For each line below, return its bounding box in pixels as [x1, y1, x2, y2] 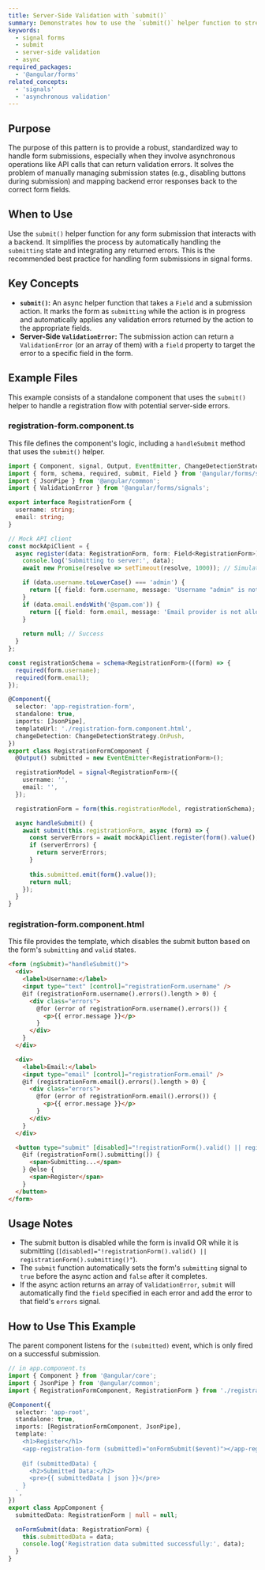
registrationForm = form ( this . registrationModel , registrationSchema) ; [15, 805, 256, 813]
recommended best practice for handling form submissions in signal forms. [8, 254, 252, 264]
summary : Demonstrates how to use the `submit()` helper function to [8, 19, 242, 27]
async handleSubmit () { [15, 819, 93, 827]
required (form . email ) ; [15, 673, 90, 681]
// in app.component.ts [8, 1364, 87, 1373]
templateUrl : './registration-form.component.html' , [15, 725, 192, 733]
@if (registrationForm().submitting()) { [22, 1151, 160, 1159]
